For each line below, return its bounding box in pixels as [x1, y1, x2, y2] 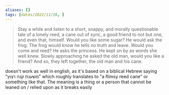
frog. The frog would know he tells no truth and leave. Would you [17, 42, 153, 48]
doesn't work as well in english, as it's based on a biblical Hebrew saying [5, 68, 157, 74]
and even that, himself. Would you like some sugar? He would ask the [17, 36, 162, 43]
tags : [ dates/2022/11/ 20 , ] [5, 12, 65, 17]
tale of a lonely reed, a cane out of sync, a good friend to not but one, [17, 31, 163, 37]
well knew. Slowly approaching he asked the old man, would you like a [17, 53, 164, 59]
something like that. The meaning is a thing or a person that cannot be [5, 79, 152, 85]
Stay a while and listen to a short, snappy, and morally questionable [17, 26, 158, 32]
